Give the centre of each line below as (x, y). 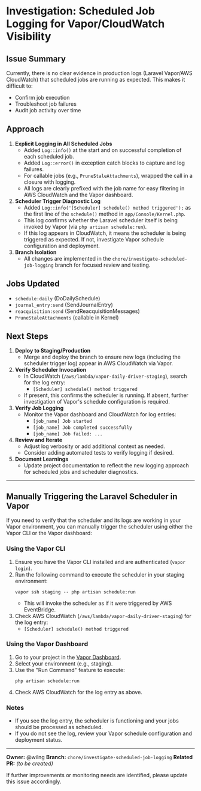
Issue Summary (36, 59)
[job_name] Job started (62, 422)
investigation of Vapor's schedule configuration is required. (97, 402)
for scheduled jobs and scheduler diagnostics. (81, 472)
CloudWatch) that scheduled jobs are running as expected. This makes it (96, 80)
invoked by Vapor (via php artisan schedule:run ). (85, 226)
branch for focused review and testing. (103, 265)
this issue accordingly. (34, 781)
